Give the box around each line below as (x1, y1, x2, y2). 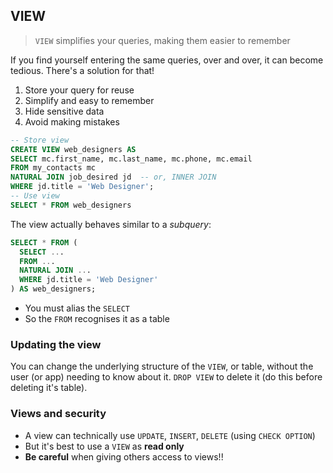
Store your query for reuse (24, 84, 135, 96)
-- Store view (10, 135, 70, 145)
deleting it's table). (10, 382, 88, 394)
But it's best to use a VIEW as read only (24, 440, 185, 452)
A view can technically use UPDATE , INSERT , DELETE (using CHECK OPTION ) (24, 429, 316, 441)
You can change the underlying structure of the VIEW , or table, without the (10, 360, 314, 373)
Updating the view (10, 337, 102, 351)
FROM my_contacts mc (10, 163, 97, 173)
